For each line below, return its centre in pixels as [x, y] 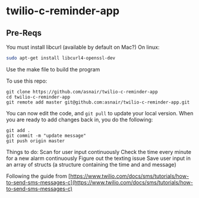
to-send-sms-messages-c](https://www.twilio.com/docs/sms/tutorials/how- [99, 182]
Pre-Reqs [24, 33]
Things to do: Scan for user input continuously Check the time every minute [99, 152]
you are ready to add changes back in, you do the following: [80, 120]
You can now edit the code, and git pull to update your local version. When [100, 113]
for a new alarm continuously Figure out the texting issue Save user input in [99, 158]
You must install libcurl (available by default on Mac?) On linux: [83, 47]
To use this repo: [27, 81]
